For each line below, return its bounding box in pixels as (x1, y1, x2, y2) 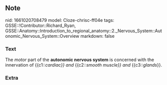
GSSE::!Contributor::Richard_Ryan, (5, 22, 76, 28)
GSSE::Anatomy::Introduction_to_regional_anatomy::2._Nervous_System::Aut (5, 27, 162, 34)
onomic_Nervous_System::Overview (5, 33, 80, 39)
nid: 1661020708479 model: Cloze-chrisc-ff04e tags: (5, 17, 115, 23)
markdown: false (80, 33, 115, 39)
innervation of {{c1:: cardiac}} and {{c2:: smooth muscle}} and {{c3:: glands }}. (5, 62, 163, 68)
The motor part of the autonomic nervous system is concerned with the (5, 57, 155, 63)
